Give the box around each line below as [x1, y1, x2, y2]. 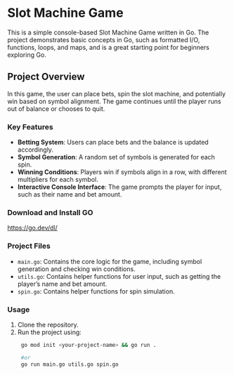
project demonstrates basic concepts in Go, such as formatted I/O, [7, 35, 200, 44]
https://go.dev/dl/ [7, 223, 58, 232]
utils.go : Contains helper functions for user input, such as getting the [17, 272, 221, 280]
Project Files [7, 241, 51, 251]
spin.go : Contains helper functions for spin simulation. [17, 287, 175, 296]
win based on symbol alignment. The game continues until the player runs [7, 97, 221, 105]
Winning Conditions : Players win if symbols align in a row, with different [17, 168, 227, 176]
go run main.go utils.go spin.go [20, 360, 119, 368]
